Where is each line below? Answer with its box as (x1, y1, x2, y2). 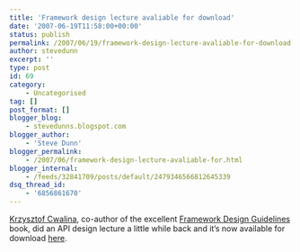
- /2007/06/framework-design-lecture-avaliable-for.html (25, 155, 243, 165)
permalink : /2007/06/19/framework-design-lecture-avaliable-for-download (9, 38, 292, 48)
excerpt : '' (9, 55, 54, 64)
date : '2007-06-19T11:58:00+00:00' (9, 22, 143, 31)
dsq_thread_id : (9, 181, 66, 190)
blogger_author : (9, 130, 70, 139)
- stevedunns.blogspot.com (25, 122, 127, 131)
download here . (9, 233, 67, 243)
